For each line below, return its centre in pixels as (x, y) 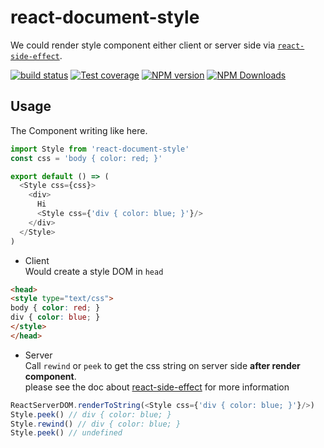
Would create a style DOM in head (94, 271)
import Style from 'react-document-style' (100, 149)
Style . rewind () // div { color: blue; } (96, 424)
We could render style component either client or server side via (143, 45)
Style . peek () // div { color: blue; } (91, 414)
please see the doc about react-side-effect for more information (157, 387)
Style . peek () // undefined (66, 433)
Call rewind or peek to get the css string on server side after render (162, 365)
